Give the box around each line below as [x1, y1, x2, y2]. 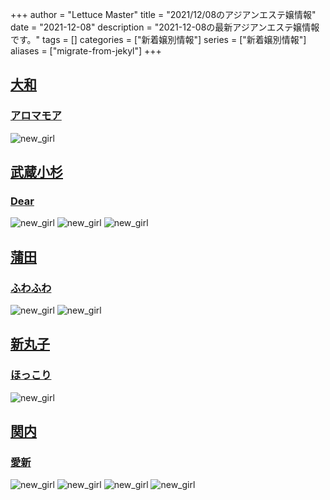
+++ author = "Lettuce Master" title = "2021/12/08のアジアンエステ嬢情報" [10, 9, 317, 20]
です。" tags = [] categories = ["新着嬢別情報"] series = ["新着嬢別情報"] [10, 34, 307, 45]
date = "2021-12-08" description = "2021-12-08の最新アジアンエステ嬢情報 [10, 21, 320, 33]
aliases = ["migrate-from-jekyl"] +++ [10, 45, 162, 57]
